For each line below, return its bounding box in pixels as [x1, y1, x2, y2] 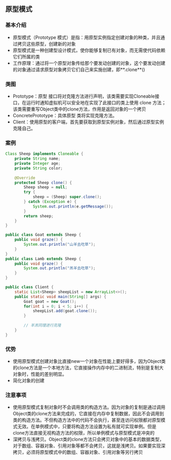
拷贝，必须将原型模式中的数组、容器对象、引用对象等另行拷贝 [12, 449, 143, 455]
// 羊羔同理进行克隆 [24, 323, 61, 328]
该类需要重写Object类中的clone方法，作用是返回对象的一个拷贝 [12, 106, 146, 112]
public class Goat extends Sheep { [5, 232, 81, 237]
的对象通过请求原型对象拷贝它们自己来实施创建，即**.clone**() [12, 66, 145, 72]
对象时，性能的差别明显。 [12, 371, 67, 377]
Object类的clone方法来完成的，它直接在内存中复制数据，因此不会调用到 [12, 411, 164, 417]
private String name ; [14, 156, 60, 161]
